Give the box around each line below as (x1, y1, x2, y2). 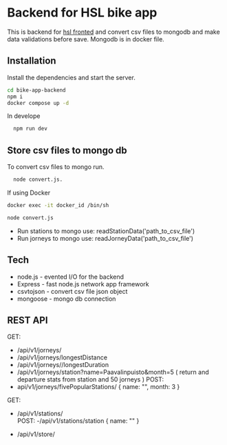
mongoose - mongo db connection (17, 295, 116, 303)
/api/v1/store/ (17, 430, 55, 439)
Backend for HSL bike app (7, 5, 158, 21)
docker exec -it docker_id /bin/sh (7, 201, 109, 208)
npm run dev (13, 126, 48, 132)
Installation (7, 55, 56, 67)
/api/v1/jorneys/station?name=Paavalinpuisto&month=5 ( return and (17, 368, 210, 377)
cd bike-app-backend (7, 86, 67, 94)
